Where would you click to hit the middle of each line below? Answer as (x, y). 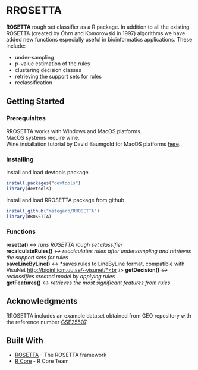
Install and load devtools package (47, 172)
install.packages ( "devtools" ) (44, 183)
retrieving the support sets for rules (58, 76)
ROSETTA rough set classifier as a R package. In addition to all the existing (98, 27)
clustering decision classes (48, 70)
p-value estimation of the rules (52, 64)
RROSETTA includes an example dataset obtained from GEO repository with (99, 315)
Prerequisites (26, 118)
